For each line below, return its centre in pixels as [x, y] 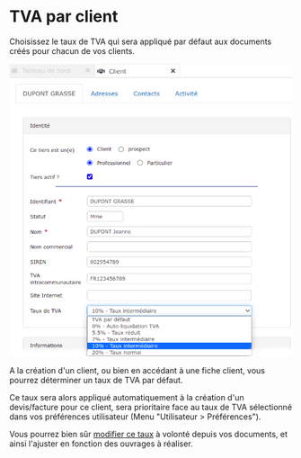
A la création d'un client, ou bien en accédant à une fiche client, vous [137, 370]
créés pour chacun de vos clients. [72, 50]
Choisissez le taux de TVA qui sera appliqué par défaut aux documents [141, 41]
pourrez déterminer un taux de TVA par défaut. [96, 380]
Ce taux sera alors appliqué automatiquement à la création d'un [127, 397]
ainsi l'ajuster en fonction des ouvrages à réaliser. [101, 444]
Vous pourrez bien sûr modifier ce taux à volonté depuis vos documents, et [149, 434]
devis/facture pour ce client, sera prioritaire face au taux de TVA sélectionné [151, 407]
